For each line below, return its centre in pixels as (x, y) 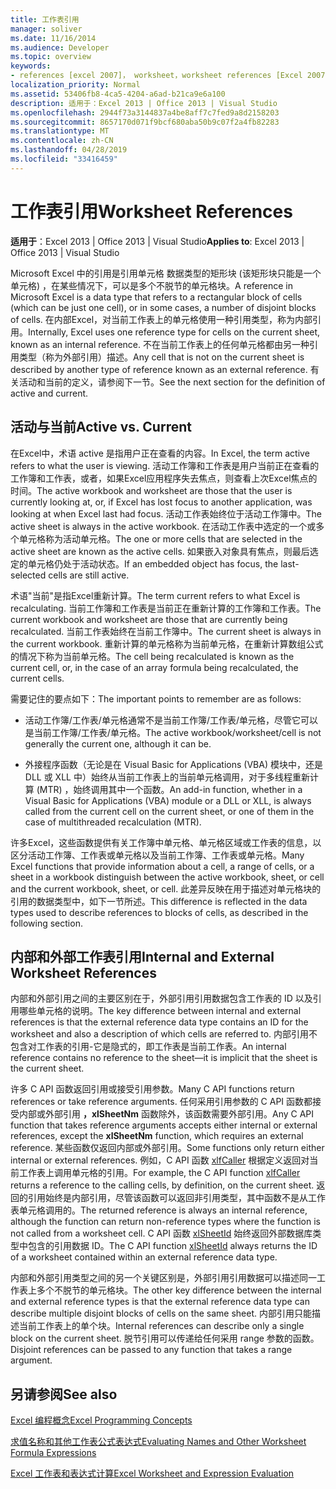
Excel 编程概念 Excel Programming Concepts (101, 1420)
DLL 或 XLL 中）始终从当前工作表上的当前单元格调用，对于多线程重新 (167, 777)
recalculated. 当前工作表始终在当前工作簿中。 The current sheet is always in (166, 631)
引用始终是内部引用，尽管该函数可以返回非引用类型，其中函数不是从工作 (176, 1198)
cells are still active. (89, 575)
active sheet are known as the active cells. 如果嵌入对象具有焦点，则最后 (160, 551)
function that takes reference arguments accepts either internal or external (164, 1125)
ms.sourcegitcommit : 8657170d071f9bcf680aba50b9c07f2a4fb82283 (145, 122)
